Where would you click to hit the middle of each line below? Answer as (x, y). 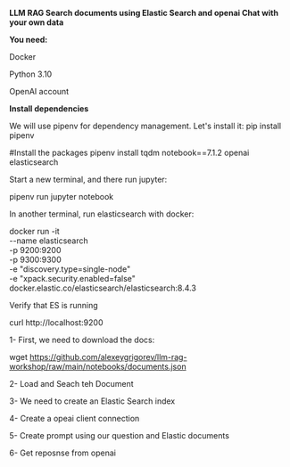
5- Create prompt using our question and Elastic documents (120, 435)
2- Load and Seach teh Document (71, 384)
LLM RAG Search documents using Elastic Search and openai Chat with (144, 13)
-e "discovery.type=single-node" (70, 269)
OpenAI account (39, 91)
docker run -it (34, 231)
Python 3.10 (31, 74)
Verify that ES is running (54, 305)
